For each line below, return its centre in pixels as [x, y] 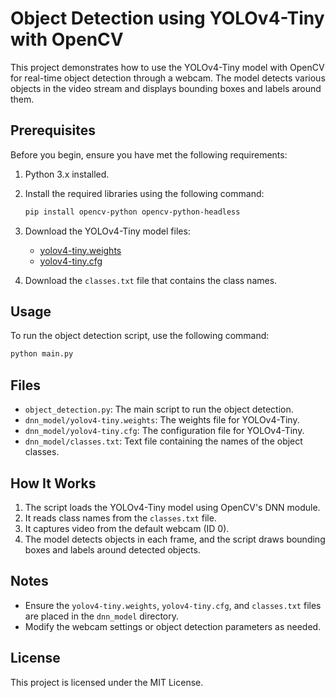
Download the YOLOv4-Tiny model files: [107, 231]
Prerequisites [53, 130]
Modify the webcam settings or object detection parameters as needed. [173, 626]
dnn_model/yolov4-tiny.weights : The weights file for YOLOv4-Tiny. [162, 420]
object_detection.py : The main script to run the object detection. [159, 409]
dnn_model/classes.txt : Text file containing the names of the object [163, 441]
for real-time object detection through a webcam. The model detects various [168, 78]
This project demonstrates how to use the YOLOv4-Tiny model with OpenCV [167, 67]
